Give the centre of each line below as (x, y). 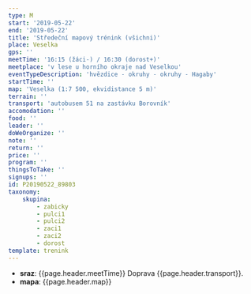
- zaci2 (49, 236)
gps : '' (21, 52)
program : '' (28, 163)
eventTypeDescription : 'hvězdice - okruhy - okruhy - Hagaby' (112, 74)
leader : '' (26, 126)
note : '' (22, 140)
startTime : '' (32, 81)
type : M (21, 15)
